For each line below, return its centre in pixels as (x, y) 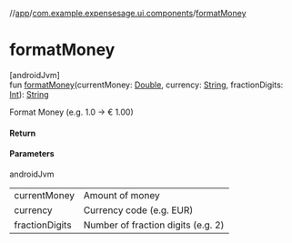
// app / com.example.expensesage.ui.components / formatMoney (128, 13)
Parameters (32, 154)
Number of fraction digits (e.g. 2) (154, 225)
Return (23, 133)
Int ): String (29, 94)
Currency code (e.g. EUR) (138, 210)
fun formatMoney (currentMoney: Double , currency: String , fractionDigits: (146, 85)
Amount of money (122, 195)
